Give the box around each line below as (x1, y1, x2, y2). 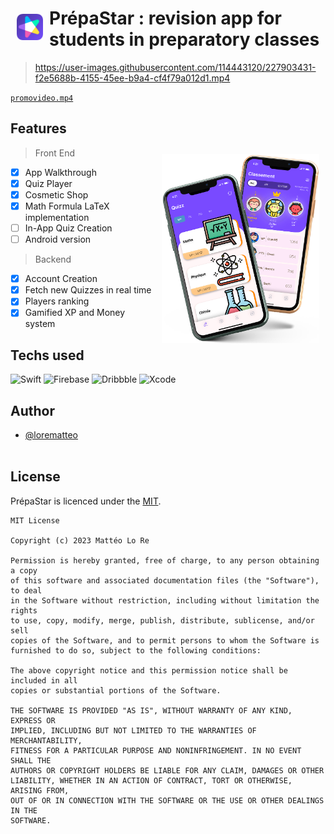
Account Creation (24, 273, 98, 285)
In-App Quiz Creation (24, 222, 113, 234)
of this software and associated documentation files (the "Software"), (10, 575, 320, 586)
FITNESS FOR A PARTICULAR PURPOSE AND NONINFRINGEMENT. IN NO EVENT (10, 745, 302, 756)
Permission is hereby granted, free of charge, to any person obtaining (10, 555, 320, 566)
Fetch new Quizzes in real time (24, 284, 152, 296)
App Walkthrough (24, 166, 97, 178)
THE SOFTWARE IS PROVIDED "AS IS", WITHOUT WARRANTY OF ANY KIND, (10, 705, 293, 716)
